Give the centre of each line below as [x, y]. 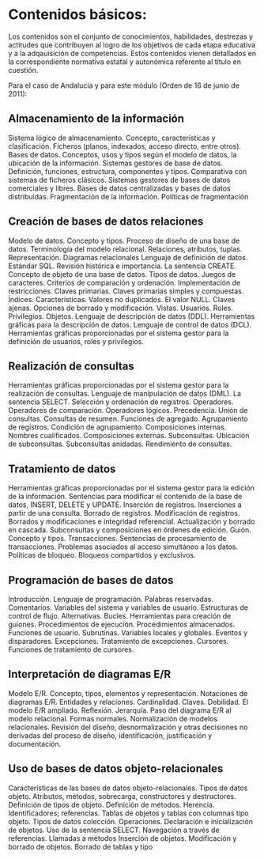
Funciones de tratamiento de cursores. [71, 649]
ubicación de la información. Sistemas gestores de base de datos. [115, 163]
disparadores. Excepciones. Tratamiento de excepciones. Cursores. [119, 641]
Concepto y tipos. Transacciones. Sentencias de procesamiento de [117, 539]
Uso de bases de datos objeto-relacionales [116, 769]
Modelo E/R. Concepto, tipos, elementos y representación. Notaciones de [128, 693]
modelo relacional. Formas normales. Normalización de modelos [113, 718]
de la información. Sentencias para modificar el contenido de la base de [125, 497]
